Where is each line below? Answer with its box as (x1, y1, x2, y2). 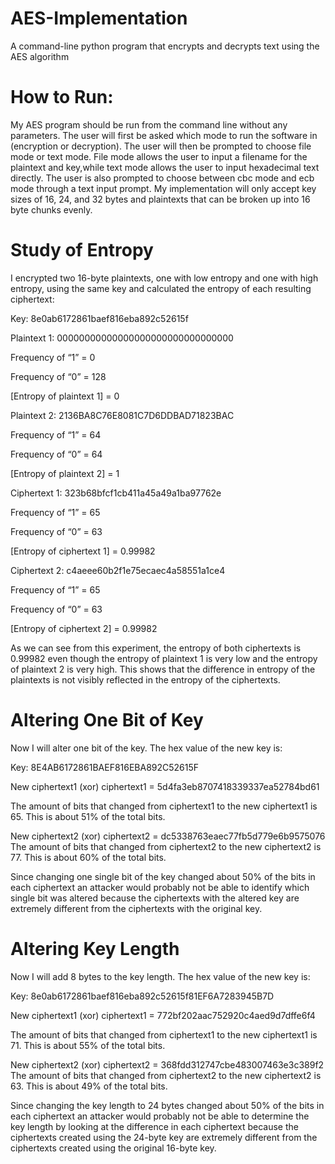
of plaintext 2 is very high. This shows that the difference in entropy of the (10, 663, 316, 675)
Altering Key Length (10, 937, 180, 960)
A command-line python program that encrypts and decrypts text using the (10, 40, 320, 52)
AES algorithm (10, 50, 70, 62)
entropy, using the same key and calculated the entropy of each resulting (10, 282, 312, 294)
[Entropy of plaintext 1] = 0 (10, 390, 120, 402)
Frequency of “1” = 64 (10, 428, 102, 441)
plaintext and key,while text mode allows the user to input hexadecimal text (10, 161, 320, 173)
